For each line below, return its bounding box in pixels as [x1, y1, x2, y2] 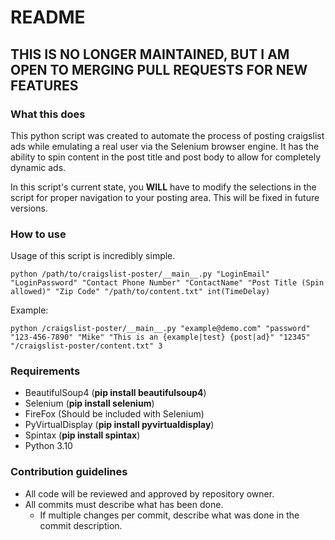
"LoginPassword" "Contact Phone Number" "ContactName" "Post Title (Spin [10, 278, 325, 288]
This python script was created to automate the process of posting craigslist [10, 129, 325, 141]
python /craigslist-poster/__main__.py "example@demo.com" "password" [10, 324, 311, 334]
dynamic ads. [10, 161, 67, 173]
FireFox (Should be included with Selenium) [24, 408, 205, 420]
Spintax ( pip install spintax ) [24, 429, 141, 441]
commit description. [39, 519, 123, 531]
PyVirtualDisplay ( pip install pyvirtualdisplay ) [24, 419, 215, 431]
